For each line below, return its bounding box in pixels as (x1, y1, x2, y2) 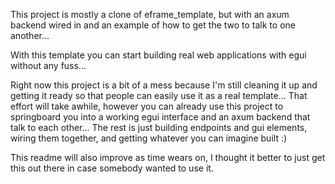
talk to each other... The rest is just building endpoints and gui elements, (10, 122, 308, 133)
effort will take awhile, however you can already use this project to (10, 100, 284, 112)
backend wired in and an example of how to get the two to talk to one (10, 19, 296, 31)
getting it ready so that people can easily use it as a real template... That (10, 90, 308, 101)
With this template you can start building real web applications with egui (10, 49, 307, 61)
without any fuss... (10, 60, 87, 71)
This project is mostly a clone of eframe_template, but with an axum (10, 9, 290, 20)
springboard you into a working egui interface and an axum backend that (10, 111, 311, 123)
